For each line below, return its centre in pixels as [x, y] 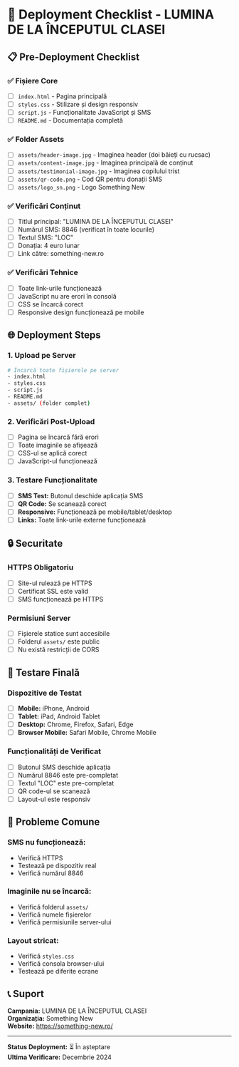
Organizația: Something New [51, 1018]
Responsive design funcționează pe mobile [81, 312]
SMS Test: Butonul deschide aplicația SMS [80, 495]
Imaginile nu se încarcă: [49, 892]
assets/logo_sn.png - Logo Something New [81, 187]
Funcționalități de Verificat [54, 751]
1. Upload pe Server [42, 356]
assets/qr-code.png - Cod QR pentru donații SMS [90, 179]
